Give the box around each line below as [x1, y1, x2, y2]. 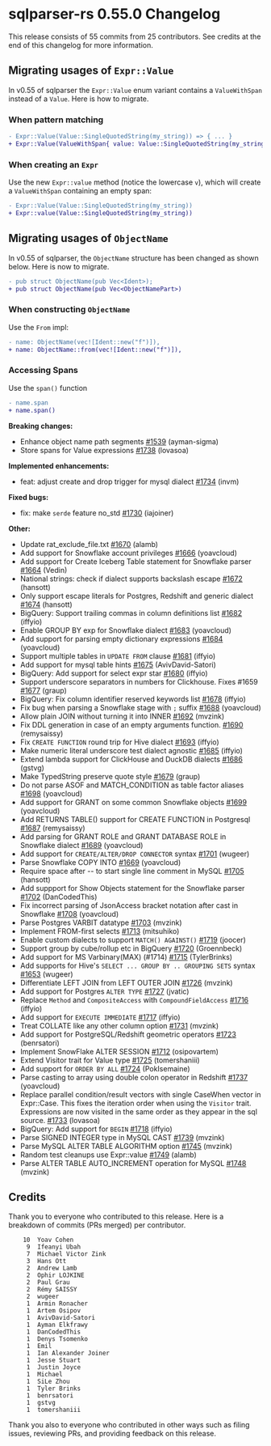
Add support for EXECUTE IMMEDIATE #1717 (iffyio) [19, 1012, 181, 1022]
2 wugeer [26, 1292, 60, 1301]
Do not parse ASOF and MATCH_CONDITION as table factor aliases [19, 780, 244, 790]
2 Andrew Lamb [26, 1264, 78, 1273]
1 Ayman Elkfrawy [26, 1321, 89, 1329]
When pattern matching [8, 114, 104, 125]
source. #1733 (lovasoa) [19, 1115, 101, 1125]
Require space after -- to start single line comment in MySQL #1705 [19, 866, 244, 876]
